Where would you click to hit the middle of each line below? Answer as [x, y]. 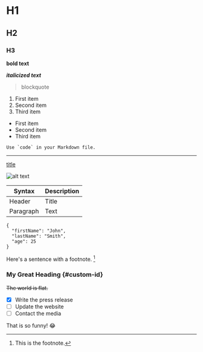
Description [62, 191]
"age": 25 [24, 241]
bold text [18, 63]
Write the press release [44, 300]
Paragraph [24, 211]
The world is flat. [27, 288]
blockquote [35, 87]
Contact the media [38, 313]
